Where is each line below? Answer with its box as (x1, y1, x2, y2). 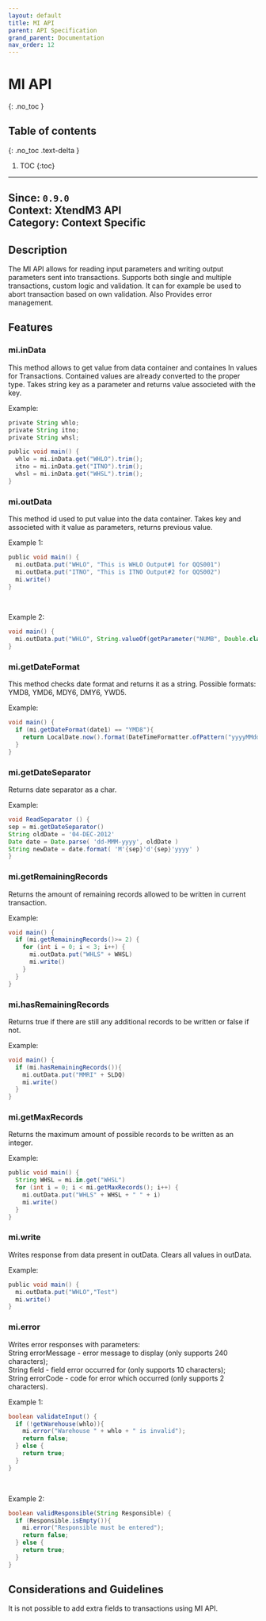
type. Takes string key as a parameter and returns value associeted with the (8, 379, 256, 389)
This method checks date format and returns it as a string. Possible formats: (8, 679, 256, 689)
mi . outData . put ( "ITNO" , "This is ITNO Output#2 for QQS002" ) (15, 568, 222, 576)
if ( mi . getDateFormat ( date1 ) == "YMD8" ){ (15, 726, 154, 734)
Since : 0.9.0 (8, 191, 70, 205)
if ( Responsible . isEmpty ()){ (15, 1516, 112, 1524)
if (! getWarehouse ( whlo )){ (15, 1419, 104, 1428)
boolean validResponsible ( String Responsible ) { (8, 1509, 172, 1517)
